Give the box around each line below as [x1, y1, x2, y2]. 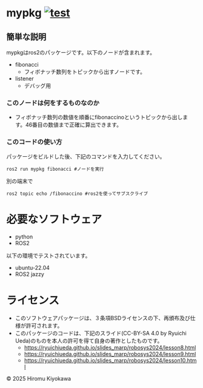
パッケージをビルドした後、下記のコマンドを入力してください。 [6, 153, 165, 160]
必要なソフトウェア [6, 212, 102, 226]
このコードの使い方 [6, 138, 62, 146]
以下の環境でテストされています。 [6, 252, 91, 259]
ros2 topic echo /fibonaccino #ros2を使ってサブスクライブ [6, 191, 148, 197]
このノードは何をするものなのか [6, 99, 100, 107]
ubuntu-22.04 [15, 264, 50, 271]
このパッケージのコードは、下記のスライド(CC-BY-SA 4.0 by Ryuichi [15, 330, 187, 337]
